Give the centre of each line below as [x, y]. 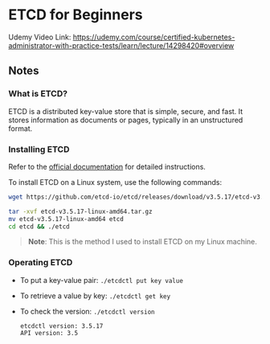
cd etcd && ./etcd [39, 227]
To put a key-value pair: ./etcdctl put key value [101, 280]
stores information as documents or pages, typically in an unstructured [126, 120]
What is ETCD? [38, 94]
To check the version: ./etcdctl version [87, 311]
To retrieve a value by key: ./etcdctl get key [95, 296]
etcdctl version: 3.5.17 [61, 326]
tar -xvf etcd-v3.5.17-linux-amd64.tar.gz [80, 211]
